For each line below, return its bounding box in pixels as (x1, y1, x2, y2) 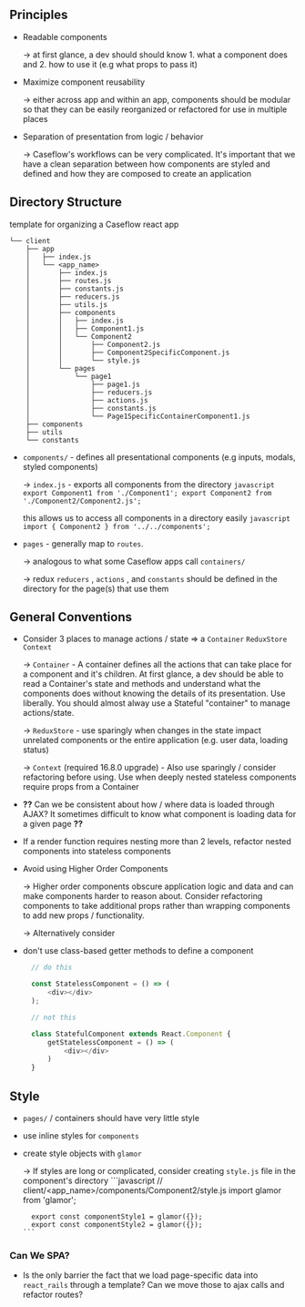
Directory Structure (9, 195, 123, 210)
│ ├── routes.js (25, 276, 112, 285)
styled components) (22, 461, 98, 472)
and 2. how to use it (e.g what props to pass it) (22, 58, 198, 69)
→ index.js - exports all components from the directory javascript (22, 478, 275, 490)
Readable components (22, 31, 107, 42)
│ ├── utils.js (25, 300, 107, 309)
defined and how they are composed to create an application (22, 168, 252, 179)
